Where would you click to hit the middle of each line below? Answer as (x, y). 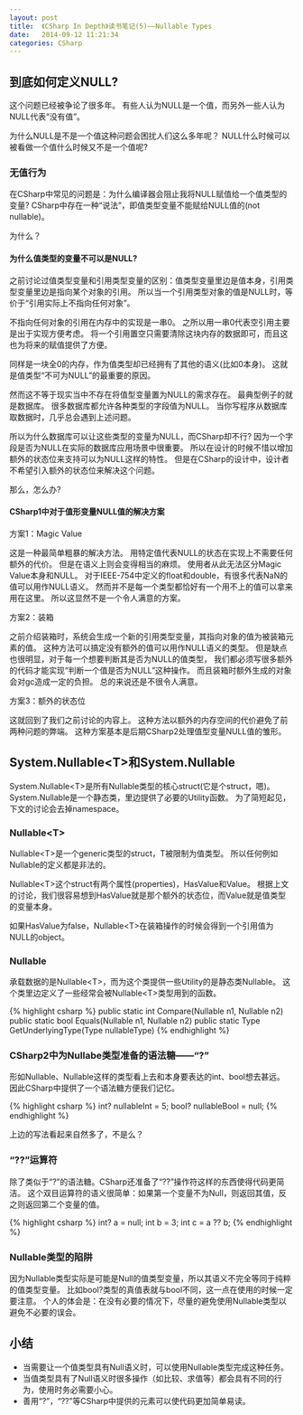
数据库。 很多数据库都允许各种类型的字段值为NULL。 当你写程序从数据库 (152, 406)
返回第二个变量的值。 (64, 1204)
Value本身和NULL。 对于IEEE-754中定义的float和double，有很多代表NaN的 (149, 575)
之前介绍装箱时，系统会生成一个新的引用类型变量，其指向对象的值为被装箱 (147, 636)
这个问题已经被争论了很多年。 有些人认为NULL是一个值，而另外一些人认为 (147, 106)
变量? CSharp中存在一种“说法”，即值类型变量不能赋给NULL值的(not (134, 205)
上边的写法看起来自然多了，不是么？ (77, 1135)
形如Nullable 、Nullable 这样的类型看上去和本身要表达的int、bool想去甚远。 (147, 1077)
